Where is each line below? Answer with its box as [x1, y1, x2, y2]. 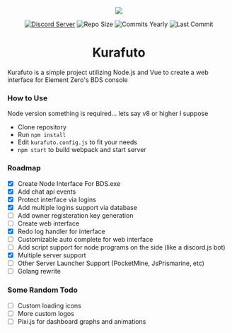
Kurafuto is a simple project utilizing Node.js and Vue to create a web [7, 68, 209, 76]
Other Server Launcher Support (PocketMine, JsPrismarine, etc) [17, 259, 205, 268]
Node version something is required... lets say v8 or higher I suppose [7, 110, 209, 118]
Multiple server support [17, 251, 86, 259]
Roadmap [7, 163, 41, 173]
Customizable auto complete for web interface [17, 235, 153, 243]
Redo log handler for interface [17, 227, 105, 235]
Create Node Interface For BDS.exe [17, 179, 121, 187]
